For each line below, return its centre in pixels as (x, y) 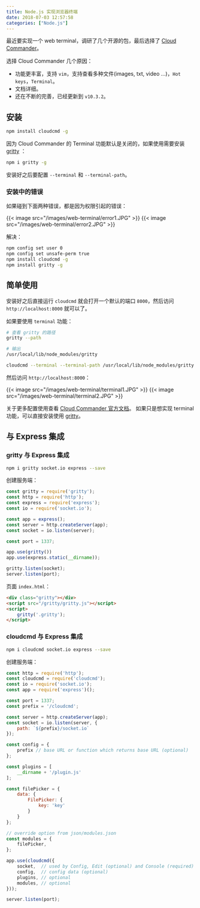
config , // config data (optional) (63, 872)
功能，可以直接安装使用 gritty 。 (45, 416)
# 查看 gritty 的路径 (31, 332)
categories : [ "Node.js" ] (37, 23)
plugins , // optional (44, 877)
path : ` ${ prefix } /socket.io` (53, 728)
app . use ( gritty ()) (29, 552)
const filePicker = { (33, 789)
